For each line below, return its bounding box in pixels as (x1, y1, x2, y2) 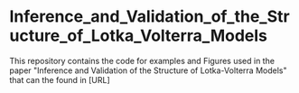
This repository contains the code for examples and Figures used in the (9, 55, 276, 66)
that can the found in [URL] (9, 74, 110, 85)
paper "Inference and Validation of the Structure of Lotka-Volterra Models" (9, 65, 287, 76)
